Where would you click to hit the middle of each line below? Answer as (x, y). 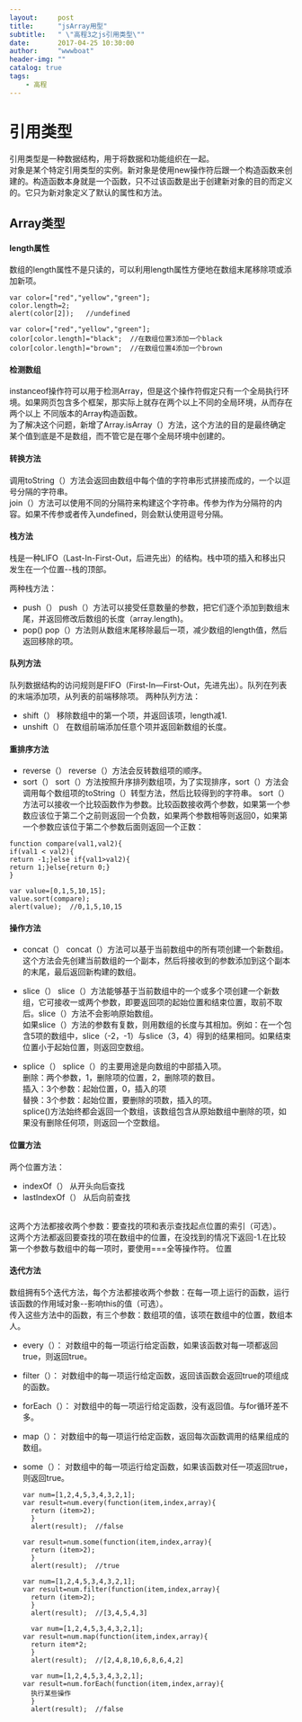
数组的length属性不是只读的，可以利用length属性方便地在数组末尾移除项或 (147, 270)
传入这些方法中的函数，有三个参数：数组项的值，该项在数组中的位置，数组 (147, 1314)
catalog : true (36, 68)
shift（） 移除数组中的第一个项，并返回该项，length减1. (124, 715)
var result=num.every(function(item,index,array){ (119, 1502)
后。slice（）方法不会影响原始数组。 (90, 1014)
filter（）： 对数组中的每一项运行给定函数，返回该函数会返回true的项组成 (155, 1375)
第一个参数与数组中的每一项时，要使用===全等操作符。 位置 (120, 1248)
